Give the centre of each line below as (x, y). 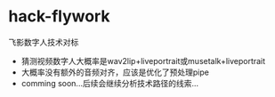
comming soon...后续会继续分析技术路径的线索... (110, 83)
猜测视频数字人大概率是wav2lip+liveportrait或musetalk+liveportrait (143, 61)
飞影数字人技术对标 (44, 42)
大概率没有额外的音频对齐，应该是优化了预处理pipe (115, 72)
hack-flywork (59, 16)
